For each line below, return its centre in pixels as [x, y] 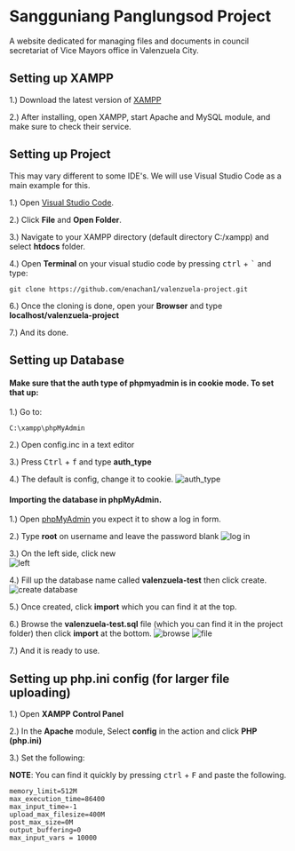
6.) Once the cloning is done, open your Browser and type [116, 306]
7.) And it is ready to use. [55, 651]
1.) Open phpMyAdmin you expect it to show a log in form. [116, 519]
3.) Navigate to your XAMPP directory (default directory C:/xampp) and [139, 236]
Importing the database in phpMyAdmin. [86, 499]
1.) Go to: [26, 412]
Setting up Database [67, 360]
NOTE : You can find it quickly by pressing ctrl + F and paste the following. [148, 775]
